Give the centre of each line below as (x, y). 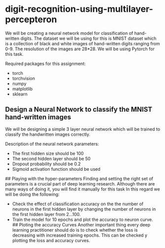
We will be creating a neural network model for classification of (69, 33)
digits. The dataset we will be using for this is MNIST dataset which (88, 38)
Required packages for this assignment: (46, 63)
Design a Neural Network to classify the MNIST (79, 109)
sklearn (20, 94)
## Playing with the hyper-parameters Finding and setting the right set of (79, 179)
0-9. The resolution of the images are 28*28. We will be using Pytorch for (80, 49)
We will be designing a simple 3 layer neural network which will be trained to (83, 129)
